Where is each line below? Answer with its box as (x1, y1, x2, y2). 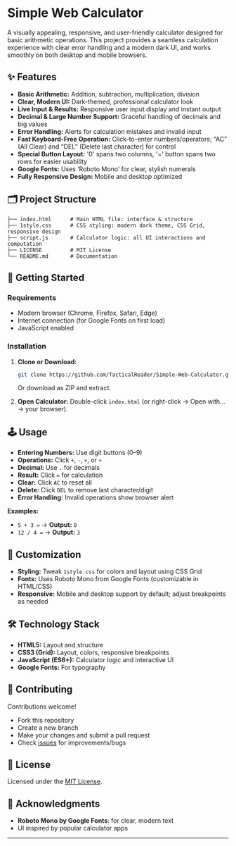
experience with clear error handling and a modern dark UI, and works (7, 43, 211, 51)
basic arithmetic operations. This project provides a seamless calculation (7, 35, 218, 44)
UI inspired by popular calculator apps (17, 824, 129, 833)
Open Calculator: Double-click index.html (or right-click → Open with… (17, 397, 226, 406)
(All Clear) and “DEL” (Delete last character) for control (17, 142, 176, 151)
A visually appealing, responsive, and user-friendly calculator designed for (7, 28, 223, 37)
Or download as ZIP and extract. (17, 384, 111, 392)
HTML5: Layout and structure (17, 640, 104, 649)
